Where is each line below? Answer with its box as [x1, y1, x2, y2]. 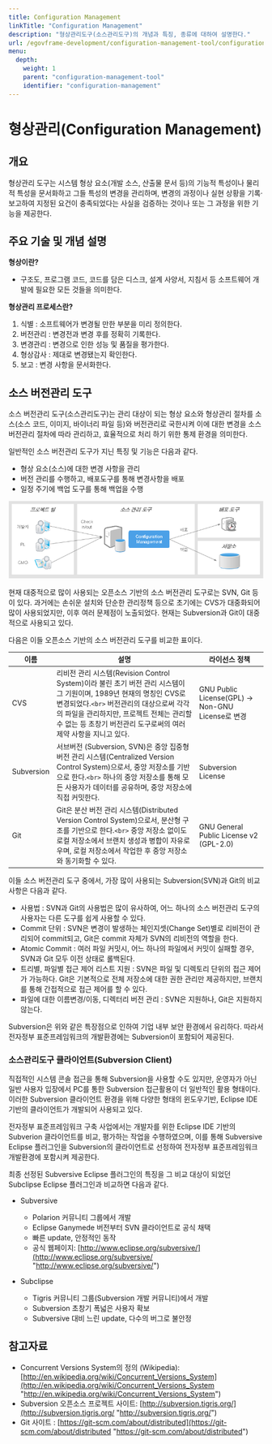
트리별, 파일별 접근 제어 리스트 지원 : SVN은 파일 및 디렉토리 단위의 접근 [19, 963, 246, 973]
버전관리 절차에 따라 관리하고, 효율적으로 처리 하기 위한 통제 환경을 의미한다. [8, 429, 249, 439]
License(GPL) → [198, 693, 253, 703]
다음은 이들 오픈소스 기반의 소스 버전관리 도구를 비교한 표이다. [8, 635, 203, 644]
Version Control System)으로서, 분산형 [56, 816, 181, 825]
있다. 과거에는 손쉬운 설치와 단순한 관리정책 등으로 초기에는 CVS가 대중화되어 [16, 597, 261, 607]
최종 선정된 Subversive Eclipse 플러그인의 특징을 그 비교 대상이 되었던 [8, 1169, 232, 1179]
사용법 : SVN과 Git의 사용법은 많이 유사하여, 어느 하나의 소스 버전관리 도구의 [19, 903, 261, 912]
